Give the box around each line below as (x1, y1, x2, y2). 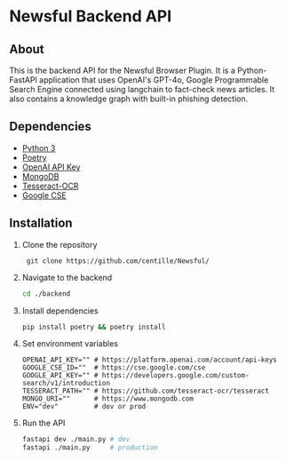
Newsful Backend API (9, 6, 172, 27)
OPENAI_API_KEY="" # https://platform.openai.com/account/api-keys (21, 355, 277, 365)
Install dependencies (21, 305, 99, 316)
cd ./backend (21, 289, 71, 298)
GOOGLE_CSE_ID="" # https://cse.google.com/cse (21, 363, 206, 372)
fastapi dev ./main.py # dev (21, 435, 131, 444)
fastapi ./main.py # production (21, 443, 158, 452)
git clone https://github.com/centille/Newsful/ (26, 256, 211, 266)
